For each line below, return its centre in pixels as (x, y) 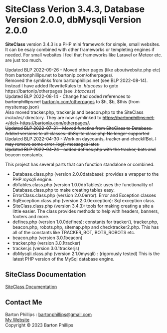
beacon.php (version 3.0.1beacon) (47, 238)
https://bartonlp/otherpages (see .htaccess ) (50, 91)
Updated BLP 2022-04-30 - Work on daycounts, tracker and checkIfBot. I (81, 139)
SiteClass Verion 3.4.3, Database (75, 9)
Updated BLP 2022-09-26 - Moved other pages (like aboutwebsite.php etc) (83, 70)
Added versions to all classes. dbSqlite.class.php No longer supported (77, 133)
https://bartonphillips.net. (128, 117)
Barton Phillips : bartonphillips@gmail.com (49, 314)
